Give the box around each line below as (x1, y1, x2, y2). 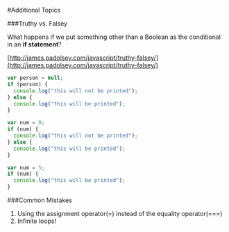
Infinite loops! (17, 217, 57, 225)
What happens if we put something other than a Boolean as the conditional (7, 33, 221, 41)
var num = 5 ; (7, 164, 45, 171)
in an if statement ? (7, 40, 62, 48)
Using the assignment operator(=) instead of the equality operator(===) (17, 210, 223, 217)
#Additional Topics (7, 6, 61, 14)
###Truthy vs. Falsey (7, 19, 68, 27)
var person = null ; (7, 74, 64, 81)
